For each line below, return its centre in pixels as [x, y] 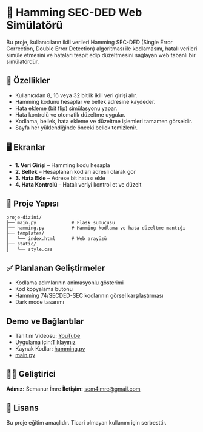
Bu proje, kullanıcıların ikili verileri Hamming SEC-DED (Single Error [89, 42]
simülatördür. [23, 61]
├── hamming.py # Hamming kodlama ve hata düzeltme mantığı [96, 228]
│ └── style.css [29, 249]
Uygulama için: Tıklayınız [45, 342]
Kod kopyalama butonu [44, 289]
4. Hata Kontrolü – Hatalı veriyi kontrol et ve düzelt [78, 184]
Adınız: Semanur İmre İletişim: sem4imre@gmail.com [73, 389]
